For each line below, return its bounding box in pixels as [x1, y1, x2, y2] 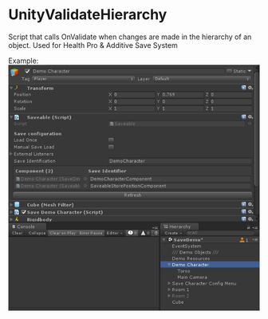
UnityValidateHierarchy [8, 6, 167, 24]
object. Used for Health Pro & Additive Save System [8, 40, 178, 49]
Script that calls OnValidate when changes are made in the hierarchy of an [8, 32, 252, 41]
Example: [8, 56, 39, 65]
